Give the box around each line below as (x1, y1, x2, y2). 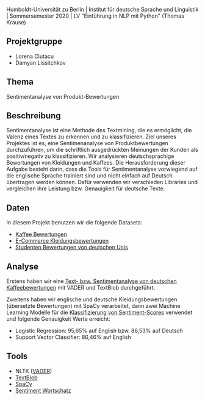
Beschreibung (6, 110, 61, 121)
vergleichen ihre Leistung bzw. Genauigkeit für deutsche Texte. (6, 185, 165, 192)
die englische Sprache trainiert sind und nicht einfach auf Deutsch (6, 172, 173, 179)
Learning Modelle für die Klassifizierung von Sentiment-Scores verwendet (6, 309, 193, 316)
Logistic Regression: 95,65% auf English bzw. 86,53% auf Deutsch (15, 327, 183, 335)
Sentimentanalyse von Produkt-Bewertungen (6, 93, 120, 100)
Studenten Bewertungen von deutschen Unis (15, 244, 128, 251)
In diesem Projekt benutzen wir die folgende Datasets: (6, 219, 142, 226)
